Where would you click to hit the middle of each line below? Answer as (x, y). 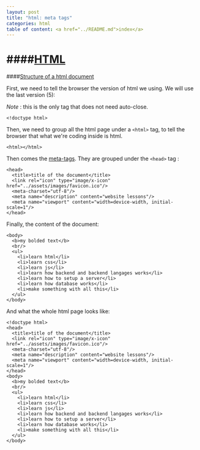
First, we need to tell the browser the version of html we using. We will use (100, 88)
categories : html (28, 23)
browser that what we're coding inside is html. (65, 136)
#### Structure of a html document (50, 77)
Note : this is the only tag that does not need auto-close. (77, 107)
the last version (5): (31, 95)
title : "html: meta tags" (39, 18)
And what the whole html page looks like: (58, 311)
